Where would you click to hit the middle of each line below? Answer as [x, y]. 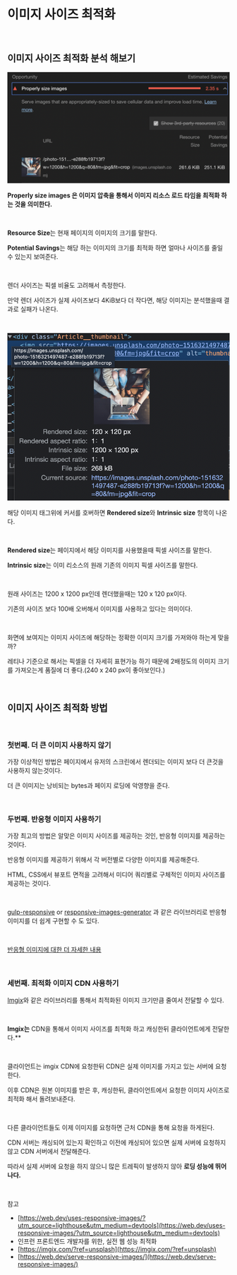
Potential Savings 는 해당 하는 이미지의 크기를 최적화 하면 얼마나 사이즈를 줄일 [115, 248]
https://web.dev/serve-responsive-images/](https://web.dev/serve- [118, 1257]
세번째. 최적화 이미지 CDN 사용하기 [63, 983]
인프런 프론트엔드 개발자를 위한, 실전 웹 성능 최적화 [87, 1241]
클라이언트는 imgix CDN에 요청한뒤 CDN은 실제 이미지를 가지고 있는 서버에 [110, 1066]
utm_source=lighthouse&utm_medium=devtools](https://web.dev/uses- [121, 1225]
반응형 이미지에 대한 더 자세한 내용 [54, 950]
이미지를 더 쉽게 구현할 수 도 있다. [53, 921]
